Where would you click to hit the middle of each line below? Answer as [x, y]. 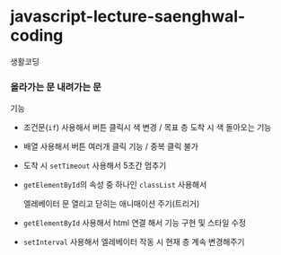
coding [37, 35]
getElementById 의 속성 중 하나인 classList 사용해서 [115, 185]
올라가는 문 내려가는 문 [56, 87]
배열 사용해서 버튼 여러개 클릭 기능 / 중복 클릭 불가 [110, 146]
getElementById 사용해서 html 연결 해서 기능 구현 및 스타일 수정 [134, 223]
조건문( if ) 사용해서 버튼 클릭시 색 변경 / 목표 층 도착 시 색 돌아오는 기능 [147, 127]
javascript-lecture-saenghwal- [128, 17]
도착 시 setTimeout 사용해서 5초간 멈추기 [95, 166]
